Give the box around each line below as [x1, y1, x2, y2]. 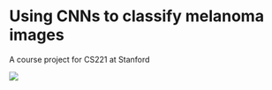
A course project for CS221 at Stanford [9, 54, 150, 64]
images [9, 25, 64, 45]
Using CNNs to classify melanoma [9, 6, 265, 26]
